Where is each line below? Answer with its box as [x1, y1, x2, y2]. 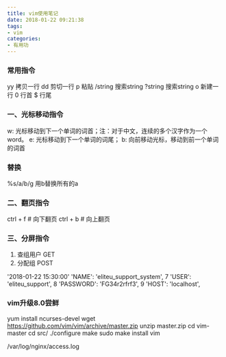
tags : [7, 23, 23, 29]
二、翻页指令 [7, 198, 50, 207]
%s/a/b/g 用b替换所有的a [7, 179, 79, 187]
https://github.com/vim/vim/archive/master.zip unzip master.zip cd [7, 321, 195, 330]
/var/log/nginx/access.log [7, 342, 80, 350]
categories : [7, 36, 41, 42]
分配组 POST [16, 259, 53, 267]
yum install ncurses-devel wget [7, 314, 96, 322]
